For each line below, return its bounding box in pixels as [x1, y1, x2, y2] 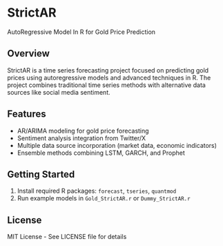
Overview [7, 48, 50, 59]
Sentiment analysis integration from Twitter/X [17, 133, 146, 142]
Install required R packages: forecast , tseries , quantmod [17, 187, 177, 195]
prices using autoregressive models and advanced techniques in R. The [7, 73, 211, 82]
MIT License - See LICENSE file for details [7, 233, 127, 241]
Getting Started [7, 168, 75, 180]
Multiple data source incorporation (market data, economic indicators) [17, 141, 217, 149]
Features [7, 108, 46, 120]
